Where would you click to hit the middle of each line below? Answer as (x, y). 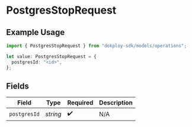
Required (80, 103)
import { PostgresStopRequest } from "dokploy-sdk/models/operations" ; (96, 46)
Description (116, 103)
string (53, 114)
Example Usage (36, 32)
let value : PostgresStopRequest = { (51, 56)
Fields (18, 86)
